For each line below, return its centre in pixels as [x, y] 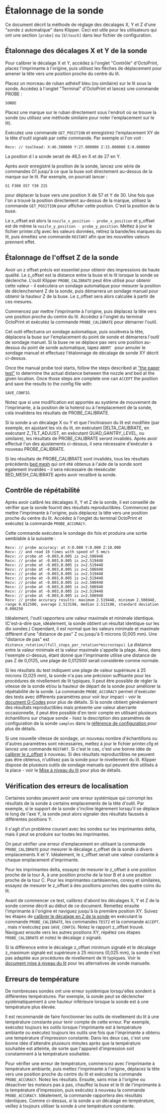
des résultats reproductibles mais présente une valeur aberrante [71, 708]
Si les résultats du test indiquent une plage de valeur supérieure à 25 [76, 670]
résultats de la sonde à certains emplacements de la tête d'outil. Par [75, 803]
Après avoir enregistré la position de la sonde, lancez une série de [73, 166]
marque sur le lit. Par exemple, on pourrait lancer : [56, 176]
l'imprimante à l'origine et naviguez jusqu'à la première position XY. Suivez [82, 911]
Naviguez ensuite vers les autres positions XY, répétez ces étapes [73, 933]
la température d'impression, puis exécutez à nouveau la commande [75, 1090]
